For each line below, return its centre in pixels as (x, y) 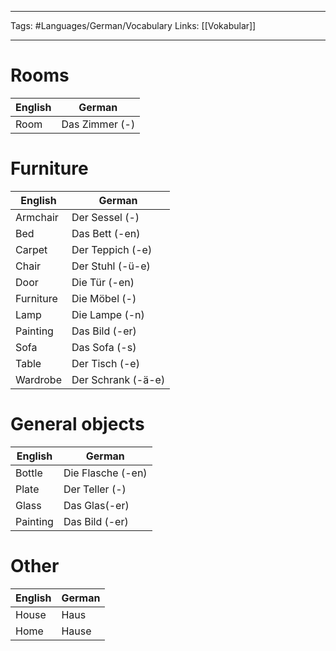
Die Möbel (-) (104, 298)
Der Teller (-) (95, 489)
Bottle (29, 473)
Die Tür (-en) (103, 282)
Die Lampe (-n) (108, 314)
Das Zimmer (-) (98, 124)
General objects (77, 424)
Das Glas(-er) (96, 505)
